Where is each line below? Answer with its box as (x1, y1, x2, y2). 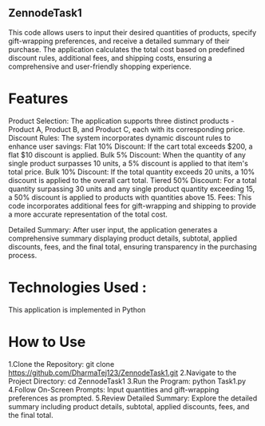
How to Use (8, 332, 86, 351)
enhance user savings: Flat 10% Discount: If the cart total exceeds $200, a (8, 141, 253, 151)
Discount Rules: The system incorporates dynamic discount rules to (8, 133, 231, 142)
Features (8, 90, 69, 107)
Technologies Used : (8, 278, 148, 297)
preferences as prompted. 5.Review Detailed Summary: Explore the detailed (8, 393, 258, 403)
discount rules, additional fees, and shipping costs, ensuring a (8, 53, 213, 62)
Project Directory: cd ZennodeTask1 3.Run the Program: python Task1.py (8, 376, 246, 386)
